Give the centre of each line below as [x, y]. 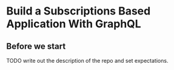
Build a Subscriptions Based [79, 11]
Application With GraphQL [74, 24]
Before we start [36, 46]
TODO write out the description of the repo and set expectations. [87, 61]
